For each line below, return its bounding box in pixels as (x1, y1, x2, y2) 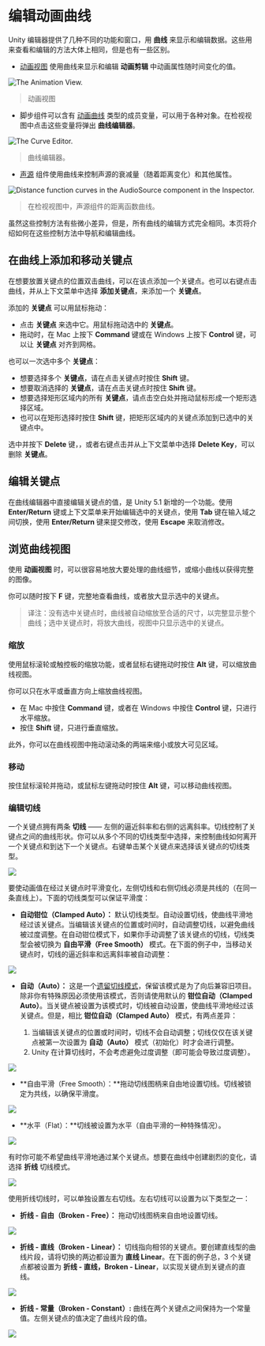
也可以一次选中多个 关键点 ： (8, 356, 100, 366)
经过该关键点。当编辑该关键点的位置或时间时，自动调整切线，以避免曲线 (19, 919, 255, 930)
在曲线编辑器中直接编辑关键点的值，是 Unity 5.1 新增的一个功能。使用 (8, 497, 233, 506)
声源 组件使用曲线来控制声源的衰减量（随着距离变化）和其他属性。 (19, 169, 237, 179)
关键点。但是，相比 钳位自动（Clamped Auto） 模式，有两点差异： (19, 1010, 238, 1021)
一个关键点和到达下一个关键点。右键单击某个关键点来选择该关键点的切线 (8, 842, 243, 851)
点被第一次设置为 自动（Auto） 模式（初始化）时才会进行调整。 (31, 1037, 239, 1047)
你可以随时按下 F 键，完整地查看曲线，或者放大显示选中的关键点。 (8, 591, 224, 601)
